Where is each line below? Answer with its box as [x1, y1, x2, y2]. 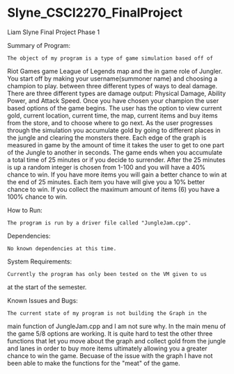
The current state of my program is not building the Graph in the [7, 309, 208, 317]
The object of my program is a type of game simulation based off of [7, 54, 214, 62]
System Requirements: [7, 257, 72, 266]
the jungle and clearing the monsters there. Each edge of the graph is [7, 133, 207, 142]
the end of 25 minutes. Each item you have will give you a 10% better [7, 177, 205, 186]
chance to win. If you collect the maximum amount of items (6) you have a [7, 185, 220, 193]
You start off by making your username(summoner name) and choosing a [7, 74, 218, 83]
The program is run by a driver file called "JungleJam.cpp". [7, 219, 192, 227]
